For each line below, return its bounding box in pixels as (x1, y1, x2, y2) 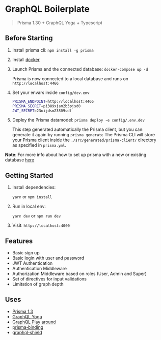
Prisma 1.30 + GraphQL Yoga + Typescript (17, 20, 103, 26)
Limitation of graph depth (12, 281, 64, 287)
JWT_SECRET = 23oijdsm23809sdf (12, 108, 72, 113)
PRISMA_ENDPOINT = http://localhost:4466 (12, 99, 94, 104)
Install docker (12, 57, 40, 62)
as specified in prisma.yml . (12, 142, 66, 148)
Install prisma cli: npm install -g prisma (12, 47, 94, 53)
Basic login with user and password (12, 255, 84, 261)
